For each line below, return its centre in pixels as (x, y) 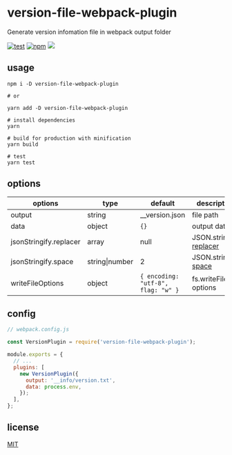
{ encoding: (159, 276)
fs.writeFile (210, 279)
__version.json (163, 214)
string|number (110, 261)
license (23, 428)
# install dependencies (41, 120)
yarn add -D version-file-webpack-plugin (68, 108)
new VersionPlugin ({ (49, 374)
